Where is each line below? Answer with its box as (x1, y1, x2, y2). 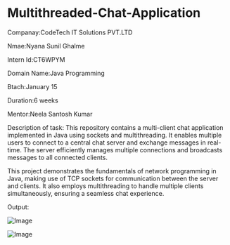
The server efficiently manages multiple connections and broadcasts (23, 145, 223, 154)
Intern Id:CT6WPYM (7, 55, 65, 64)
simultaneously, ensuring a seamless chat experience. (7, 189, 165, 197)
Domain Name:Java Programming (7, 69, 106, 77)
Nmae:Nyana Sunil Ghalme (7, 41, 85, 50)
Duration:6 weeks (7, 96, 58, 105)
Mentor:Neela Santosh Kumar (7, 110, 93, 118)
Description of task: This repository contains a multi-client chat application (7, 123, 224, 131)
